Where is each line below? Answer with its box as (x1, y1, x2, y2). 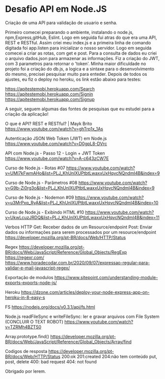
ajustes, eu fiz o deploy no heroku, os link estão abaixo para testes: (5, 76, 141, 82)
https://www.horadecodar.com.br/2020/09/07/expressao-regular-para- (5, 259, 150, 265)
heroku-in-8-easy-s (5, 294, 45, 300)
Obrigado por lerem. (5, 368, 46, 374)
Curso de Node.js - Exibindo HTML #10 (5, 209, 84, 215)
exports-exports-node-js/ (5, 280, 57, 285)
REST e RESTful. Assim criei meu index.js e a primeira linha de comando (5, 39, 151, 45)
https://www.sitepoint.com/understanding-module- (54, 274, 158, 280)
